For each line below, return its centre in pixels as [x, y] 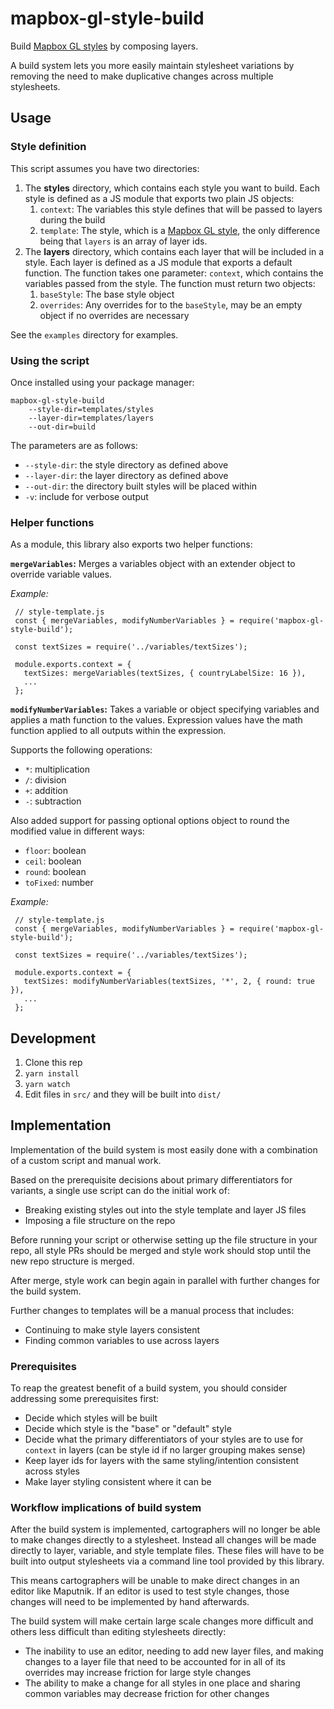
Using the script [50, 360]
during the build [72, 219]
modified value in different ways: [77, 831]
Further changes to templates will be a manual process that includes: [152, 1310]
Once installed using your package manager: [102, 382]
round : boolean [55, 872]
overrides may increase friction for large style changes [138, 1673]
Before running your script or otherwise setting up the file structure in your [164, 1239]
